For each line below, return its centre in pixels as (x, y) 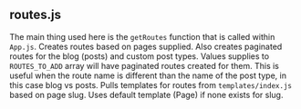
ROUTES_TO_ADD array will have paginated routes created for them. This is (145, 65)
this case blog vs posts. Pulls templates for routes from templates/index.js (150, 84)
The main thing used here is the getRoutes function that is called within (142, 36)
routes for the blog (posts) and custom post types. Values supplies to (140, 56)
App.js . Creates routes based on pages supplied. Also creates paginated (146, 46)
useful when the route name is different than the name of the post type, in (148, 75)
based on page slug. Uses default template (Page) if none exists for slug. (146, 94)
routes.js (36, 15)
